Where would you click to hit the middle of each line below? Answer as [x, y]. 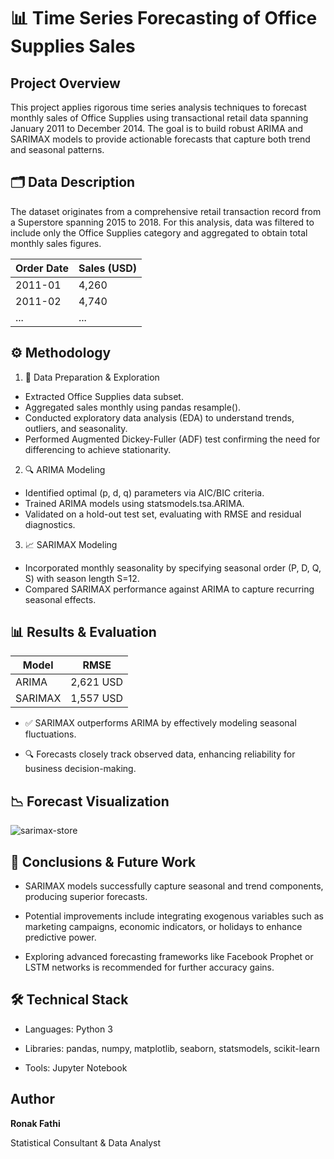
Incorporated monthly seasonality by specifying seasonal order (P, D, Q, [173, 567]
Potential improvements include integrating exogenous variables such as [174, 916]
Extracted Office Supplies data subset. [104, 396]
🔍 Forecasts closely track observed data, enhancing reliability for [160, 754]
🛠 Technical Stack [69, 1000]
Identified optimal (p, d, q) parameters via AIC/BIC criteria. [144, 492]
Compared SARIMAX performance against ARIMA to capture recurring [169, 589]
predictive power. [60, 937]
